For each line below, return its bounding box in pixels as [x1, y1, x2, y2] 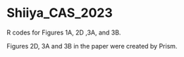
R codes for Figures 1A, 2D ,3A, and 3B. [6, 28, 121, 37]
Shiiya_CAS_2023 [6, 5, 114, 21]
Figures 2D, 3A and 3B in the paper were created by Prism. [6, 42, 178, 50]
